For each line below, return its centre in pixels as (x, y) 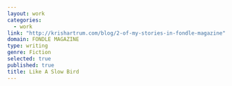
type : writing (28, 46)
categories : (24, 20)
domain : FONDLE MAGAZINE (43, 40)
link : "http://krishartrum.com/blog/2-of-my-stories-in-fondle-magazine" (117, 33)
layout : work (26, 14)
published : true (31, 65)
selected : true (29, 59)
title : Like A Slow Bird (43, 71)
